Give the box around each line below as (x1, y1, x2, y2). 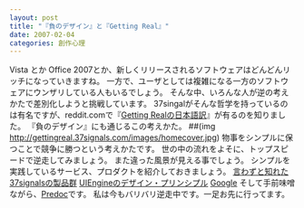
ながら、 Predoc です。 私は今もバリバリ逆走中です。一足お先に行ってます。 (9, 189, 290, 200)
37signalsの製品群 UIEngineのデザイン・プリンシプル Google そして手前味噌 (9, 177, 295, 188)
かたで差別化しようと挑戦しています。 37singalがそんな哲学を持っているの (9, 99, 289, 109)
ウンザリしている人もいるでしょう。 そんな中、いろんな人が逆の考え (33, 87, 289, 98)
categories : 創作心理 (9, 38, 86, 48)
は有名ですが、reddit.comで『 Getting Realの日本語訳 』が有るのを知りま (9, 109, 279, 120)
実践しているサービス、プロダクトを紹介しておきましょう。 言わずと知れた (9, 166, 289, 177)
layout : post (9, 13, 59, 23)
